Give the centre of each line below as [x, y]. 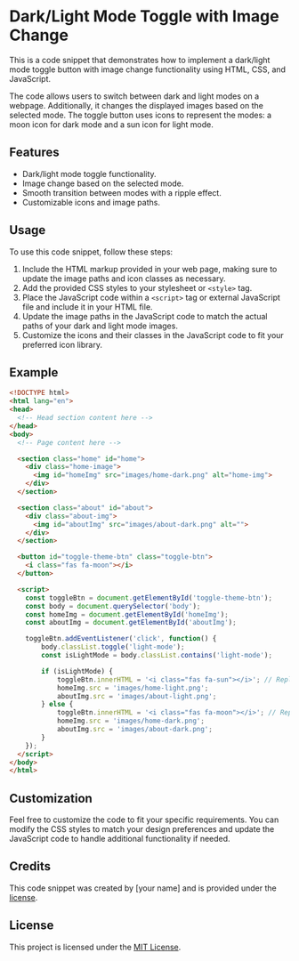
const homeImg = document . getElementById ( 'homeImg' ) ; [127, 614]
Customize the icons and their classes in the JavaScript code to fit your [153, 335]
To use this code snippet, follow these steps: [91, 252]
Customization [51, 798]
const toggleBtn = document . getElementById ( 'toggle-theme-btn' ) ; [149, 598]
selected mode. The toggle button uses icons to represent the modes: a [141, 115]
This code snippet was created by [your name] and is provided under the [143, 888]
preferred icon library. [62, 344]
